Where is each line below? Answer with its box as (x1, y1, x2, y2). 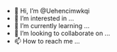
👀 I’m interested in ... (13, 14, 74, 22)
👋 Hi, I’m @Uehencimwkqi (13, 7, 90, 15)
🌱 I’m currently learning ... (13, 22, 90, 30)
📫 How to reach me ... (13, 37, 80, 45)
